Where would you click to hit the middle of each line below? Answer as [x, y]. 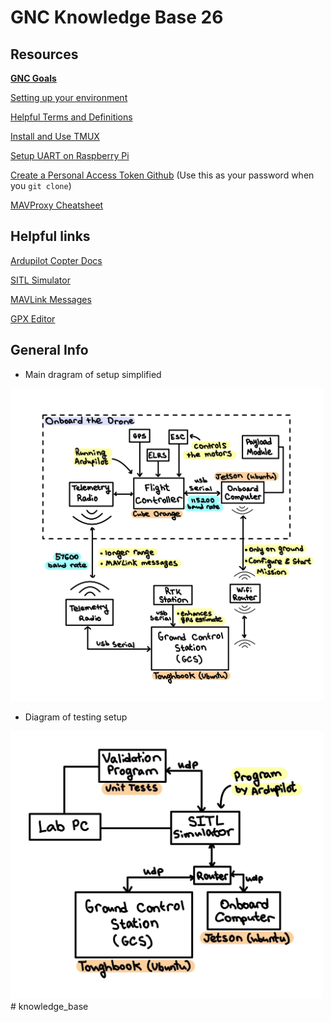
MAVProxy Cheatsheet [57, 205]
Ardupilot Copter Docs [56, 260]
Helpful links [50, 236]
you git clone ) [41, 185]
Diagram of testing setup [76, 717]
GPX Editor [33, 318]
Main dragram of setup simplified [93, 374]
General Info [49, 350]
